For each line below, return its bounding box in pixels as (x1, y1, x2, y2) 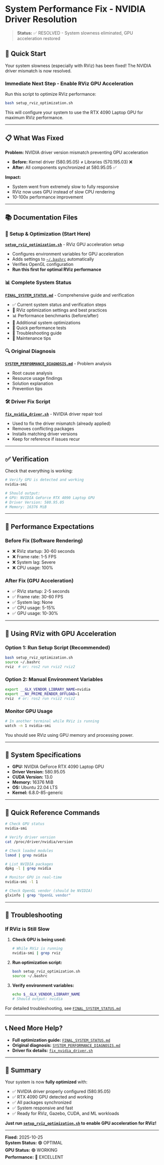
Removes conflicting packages (12, 426, 74, 432)
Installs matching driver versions (12, 431, 78, 437)
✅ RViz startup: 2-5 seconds (12, 588, 70, 594)
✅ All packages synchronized (12, 1099, 72, 1105)
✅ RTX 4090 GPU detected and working (12, 1094, 94, 1100)
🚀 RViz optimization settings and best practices (12, 307, 107, 313)
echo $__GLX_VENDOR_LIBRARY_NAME (12, 991, 81, 997)
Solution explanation (12, 380, 54, 387)
